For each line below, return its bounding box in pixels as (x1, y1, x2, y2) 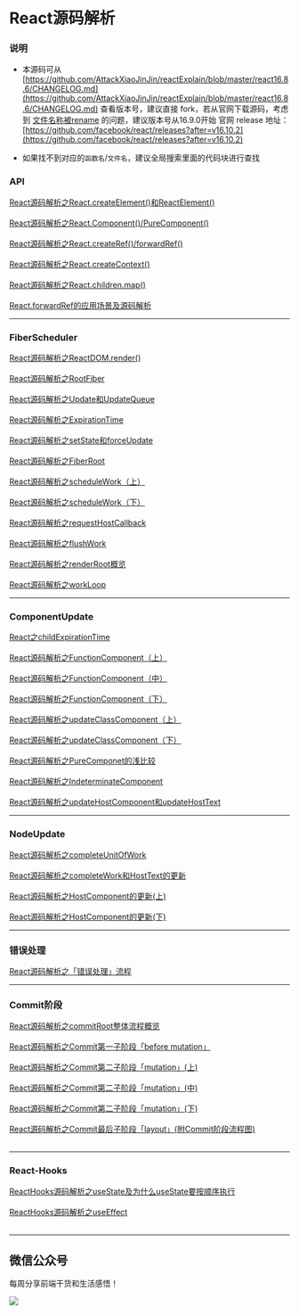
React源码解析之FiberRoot (9, 456, 105, 466)
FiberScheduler (9, 331, 78, 343)
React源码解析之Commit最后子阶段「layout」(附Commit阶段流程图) (9, 1124, 255, 1135)
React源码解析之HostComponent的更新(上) (9, 891, 166, 901)
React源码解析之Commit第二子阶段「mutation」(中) (9, 1082, 198, 1093)
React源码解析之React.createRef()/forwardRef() (9, 238, 184, 249)
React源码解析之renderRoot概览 (9, 559, 126, 570)
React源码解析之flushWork (9, 538, 107, 549)
